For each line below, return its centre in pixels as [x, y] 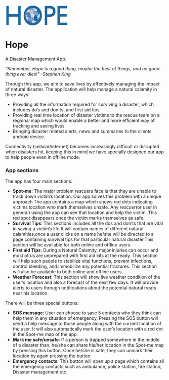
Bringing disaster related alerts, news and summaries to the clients [82, 131]
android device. [29, 137]
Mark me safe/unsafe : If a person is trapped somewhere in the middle [86, 340]
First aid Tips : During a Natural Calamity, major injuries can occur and [85, 250]
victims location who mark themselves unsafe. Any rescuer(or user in [85, 207]
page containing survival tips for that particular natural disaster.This [83, 239]
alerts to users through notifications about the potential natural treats [84, 288]
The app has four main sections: [39, 181]
